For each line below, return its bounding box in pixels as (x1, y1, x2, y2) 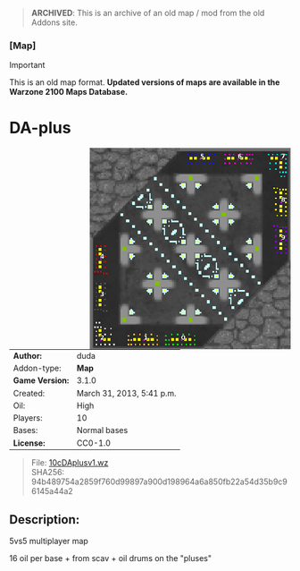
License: (12, 438, 46, 448)
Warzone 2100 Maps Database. (9, 87, 128, 98)
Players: (12, 413, 43, 423)
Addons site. (30, 17, 79, 28)
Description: (9, 512, 80, 527)
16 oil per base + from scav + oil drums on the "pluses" (9, 553, 212, 564)
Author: (12, 350, 43, 361)
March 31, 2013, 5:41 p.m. (76, 388, 177, 398)
